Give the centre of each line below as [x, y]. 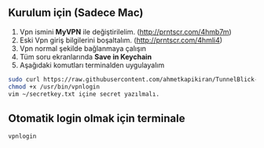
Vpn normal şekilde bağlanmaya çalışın [83, 48]
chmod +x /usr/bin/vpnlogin [54, 87]
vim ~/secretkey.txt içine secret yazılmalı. [84, 94]
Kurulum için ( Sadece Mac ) [76, 13]
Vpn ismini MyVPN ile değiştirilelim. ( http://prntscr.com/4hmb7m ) [125, 31]
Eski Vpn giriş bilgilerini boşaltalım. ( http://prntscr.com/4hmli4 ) [121, 40]
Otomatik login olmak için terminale [97, 118]
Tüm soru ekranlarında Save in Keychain [85, 56]
